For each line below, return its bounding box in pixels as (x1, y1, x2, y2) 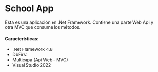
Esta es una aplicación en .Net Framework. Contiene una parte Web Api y (5, 19, 154, 25)
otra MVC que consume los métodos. (5, 24, 80, 30)
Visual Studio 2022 (12, 62, 51, 68)
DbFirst (12, 52, 27, 58)
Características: (5, 35, 39, 42)
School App (5, 3, 54, 14)
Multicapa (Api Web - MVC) (12, 57, 68, 63)
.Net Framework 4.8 (12, 47, 53, 52)
